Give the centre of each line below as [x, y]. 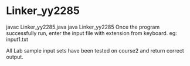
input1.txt [17, 39]
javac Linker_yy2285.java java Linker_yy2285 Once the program [83, 27]
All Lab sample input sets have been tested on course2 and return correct [95, 50]
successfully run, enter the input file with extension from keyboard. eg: [91, 33]
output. [15, 57]
